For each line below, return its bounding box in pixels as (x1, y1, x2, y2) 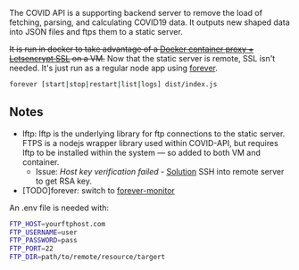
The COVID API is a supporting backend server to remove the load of (9, 8, 263, 18)
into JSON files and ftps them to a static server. (9, 27, 183, 37)
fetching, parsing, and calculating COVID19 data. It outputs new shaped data (9, 17, 290, 28)
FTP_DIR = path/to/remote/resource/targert (9, 253, 166, 262)
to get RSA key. (35, 176, 92, 186)
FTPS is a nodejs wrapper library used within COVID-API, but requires (21, 137, 278, 148)
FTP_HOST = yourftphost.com (9, 219, 105, 228)
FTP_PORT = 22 (9, 244, 54, 253)
